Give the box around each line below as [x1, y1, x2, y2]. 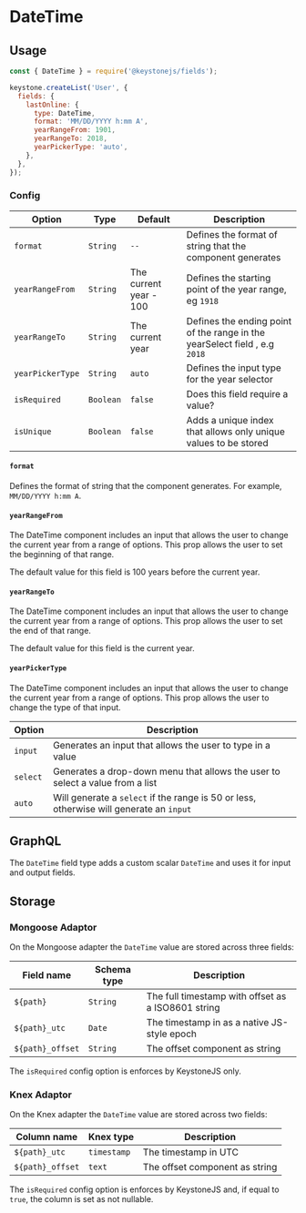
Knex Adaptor [9, 1088, 73, 1101]
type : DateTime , [33, 108, 96, 117]
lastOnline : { [25, 100, 79, 109]
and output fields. [9, 867, 76, 878]
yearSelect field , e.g [186, 337, 275, 350]
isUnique [14, 426, 52, 436]
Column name [15, 1131, 78, 1144]
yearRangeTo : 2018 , [33, 134, 107, 143]
